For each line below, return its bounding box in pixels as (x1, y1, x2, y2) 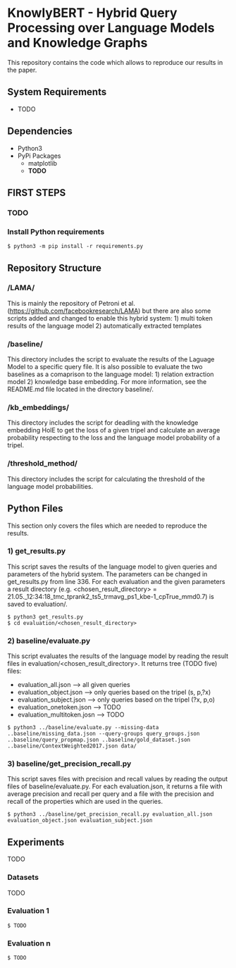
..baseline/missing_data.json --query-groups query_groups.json (7, 731, 200, 738)
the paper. (7, 66, 37, 74)
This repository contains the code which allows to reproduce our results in (7, 58, 223, 66)
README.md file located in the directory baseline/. (7, 385, 154, 394)
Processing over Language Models (7, 20, 215, 36)
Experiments (7, 836, 65, 848)
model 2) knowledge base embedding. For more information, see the (7, 378, 207, 386)
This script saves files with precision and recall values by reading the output (7, 775, 228, 783)
